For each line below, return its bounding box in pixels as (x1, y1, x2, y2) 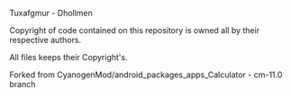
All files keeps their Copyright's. (9, 52, 128, 62)
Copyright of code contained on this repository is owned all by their (9, 25, 259, 35)
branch (9, 79, 36, 89)
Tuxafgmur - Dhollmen (9, 8, 93, 18)
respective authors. (9, 35, 82, 45)
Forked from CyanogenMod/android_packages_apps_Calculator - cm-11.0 (9, 69, 283, 80)
